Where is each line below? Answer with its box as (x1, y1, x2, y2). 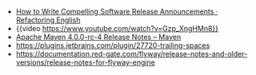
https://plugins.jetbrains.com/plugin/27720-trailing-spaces (15, 41, 210, 50)
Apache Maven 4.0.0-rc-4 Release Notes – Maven (15, 32, 182, 41)
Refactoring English (15, 15, 81, 25)
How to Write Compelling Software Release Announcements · (15, 7, 218, 16)
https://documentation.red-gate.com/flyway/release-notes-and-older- (15, 49, 248, 58)
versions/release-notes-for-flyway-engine (15, 57, 156, 67)
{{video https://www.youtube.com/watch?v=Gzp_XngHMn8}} (15, 24, 218, 33)
